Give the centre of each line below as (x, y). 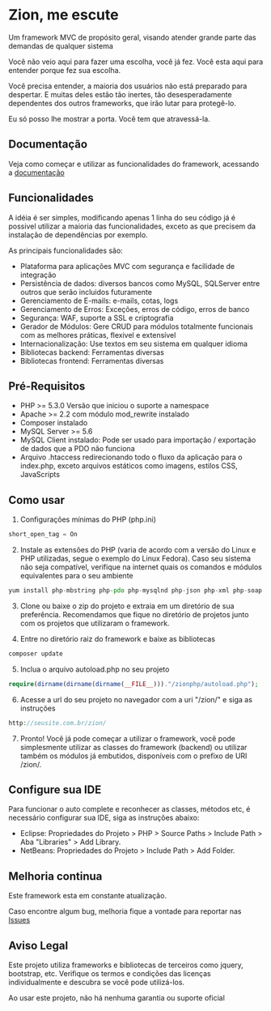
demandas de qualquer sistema (61, 45)
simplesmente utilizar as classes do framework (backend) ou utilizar (133, 747)
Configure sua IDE (55, 789)
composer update (36, 654)
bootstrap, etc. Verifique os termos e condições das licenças (110, 973)
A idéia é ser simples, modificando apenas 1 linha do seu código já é (122, 217)
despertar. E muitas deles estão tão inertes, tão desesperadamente (120, 94)
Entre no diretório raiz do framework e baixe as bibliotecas (118, 638)
